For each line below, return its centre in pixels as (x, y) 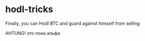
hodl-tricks (29, 9)
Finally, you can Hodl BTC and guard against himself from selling (73, 23)
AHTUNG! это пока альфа (33, 33)
